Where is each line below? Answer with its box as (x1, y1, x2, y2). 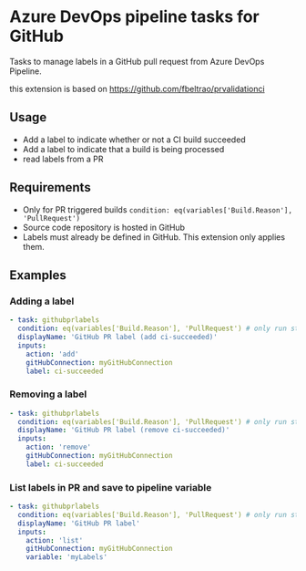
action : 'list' (25, 535, 84, 545)
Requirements (9, 180, 91, 195)
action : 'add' (25, 349, 79, 358)
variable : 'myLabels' (25, 553, 107, 562)
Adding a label (9, 295, 75, 307)
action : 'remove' (25, 442, 92, 452)
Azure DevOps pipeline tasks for (9, 6, 260, 27)
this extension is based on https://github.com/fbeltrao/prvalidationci (9, 83, 266, 94)
